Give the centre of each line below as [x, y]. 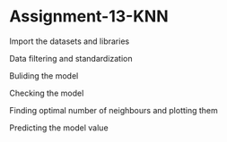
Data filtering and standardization [71, 58]
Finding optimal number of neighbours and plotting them [113, 110]
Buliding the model [44, 75]
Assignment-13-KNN [89, 17]
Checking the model [47, 93]
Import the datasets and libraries [70, 41]
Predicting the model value [59, 128]
